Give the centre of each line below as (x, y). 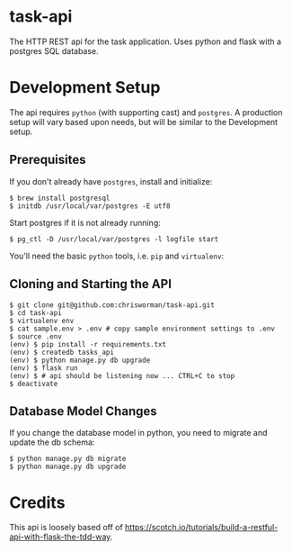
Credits (37, 502)
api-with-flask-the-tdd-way (60, 537)
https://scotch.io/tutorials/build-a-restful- (201, 528)
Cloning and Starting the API (91, 284)
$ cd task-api (36, 312)
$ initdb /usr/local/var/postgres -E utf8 (90, 206)
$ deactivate (34, 384)
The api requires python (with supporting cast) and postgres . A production (146, 112)
